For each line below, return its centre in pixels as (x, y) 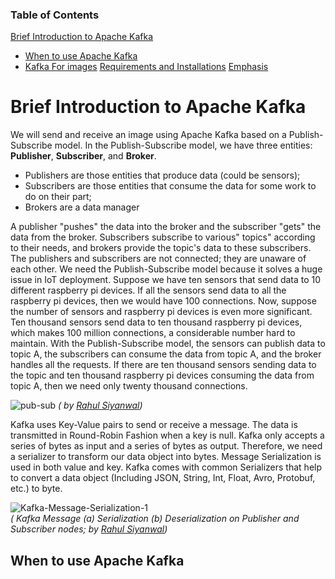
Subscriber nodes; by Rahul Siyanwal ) (89, 529)
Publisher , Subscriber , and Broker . (83, 156)
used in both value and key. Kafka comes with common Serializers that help (166, 467)
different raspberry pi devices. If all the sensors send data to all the (148, 290)
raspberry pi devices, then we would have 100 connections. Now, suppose (163, 301)
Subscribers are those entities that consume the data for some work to (170, 186)
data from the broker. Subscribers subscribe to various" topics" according (163, 237)
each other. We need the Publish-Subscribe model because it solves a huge (166, 269)
